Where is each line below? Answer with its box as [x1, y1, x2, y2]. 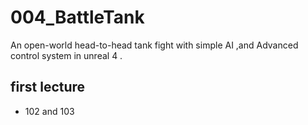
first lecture [10, 79, 86, 96]
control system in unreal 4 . [10, 49, 123, 61]
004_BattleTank [10, 6, 145, 29]
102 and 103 [24, 105, 75, 117]
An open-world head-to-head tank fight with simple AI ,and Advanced [10, 39, 299, 51]
